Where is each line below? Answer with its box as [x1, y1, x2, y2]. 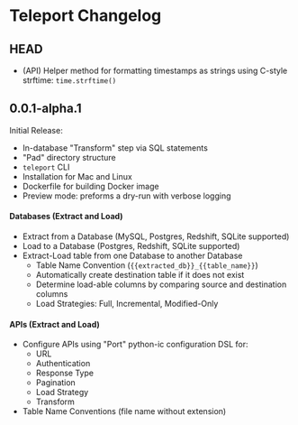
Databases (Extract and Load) [9, 211, 123, 222]
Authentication [35, 358, 91, 369]
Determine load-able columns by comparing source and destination [35, 279, 287, 290]
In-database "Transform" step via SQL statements [22, 142, 209, 153]
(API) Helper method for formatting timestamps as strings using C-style [22, 65, 288, 76]
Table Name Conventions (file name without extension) [22, 406, 227, 417]
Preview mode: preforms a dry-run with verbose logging [22, 190, 231, 201]
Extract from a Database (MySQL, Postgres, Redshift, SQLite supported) [22, 231, 290, 242]
